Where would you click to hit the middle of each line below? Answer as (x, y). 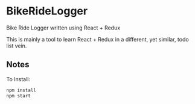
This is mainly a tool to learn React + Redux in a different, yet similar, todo (97, 39)
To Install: (18, 79)
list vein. (17, 46)
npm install (21, 90)
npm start (19, 96)
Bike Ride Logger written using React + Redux (63, 28)
